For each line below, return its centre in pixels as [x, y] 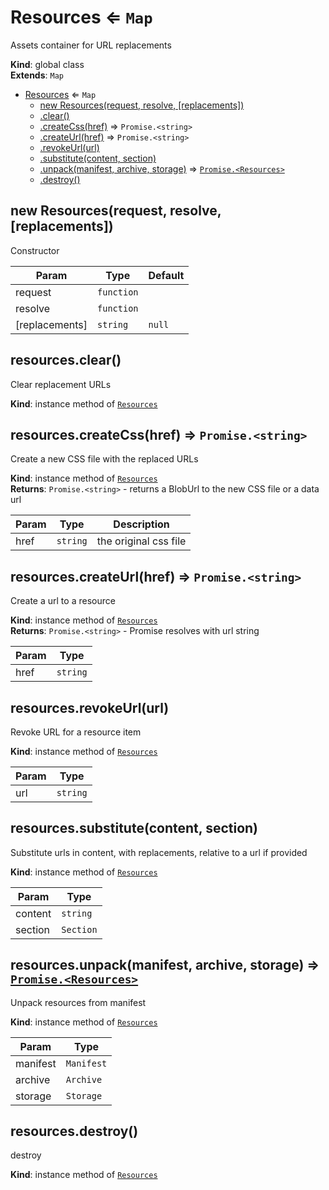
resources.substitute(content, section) [134, 828]
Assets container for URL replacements [91, 45]
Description [141, 524]
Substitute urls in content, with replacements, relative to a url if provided [159, 852]
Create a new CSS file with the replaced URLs [104, 459]
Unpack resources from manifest [78, 1002]
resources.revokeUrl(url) [90, 707]
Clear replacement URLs [61, 384]
